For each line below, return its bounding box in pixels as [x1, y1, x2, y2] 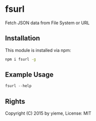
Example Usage [5, 71, 54, 79]
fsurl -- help [5, 83, 32, 88]
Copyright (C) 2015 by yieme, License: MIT [5, 110, 92, 117]
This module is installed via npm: [5, 47, 71, 53]
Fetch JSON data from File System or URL [5, 20, 90, 26]
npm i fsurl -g [5, 57, 36, 62]
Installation [5, 34, 40, 42]
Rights [5, 97, 25, 106]
